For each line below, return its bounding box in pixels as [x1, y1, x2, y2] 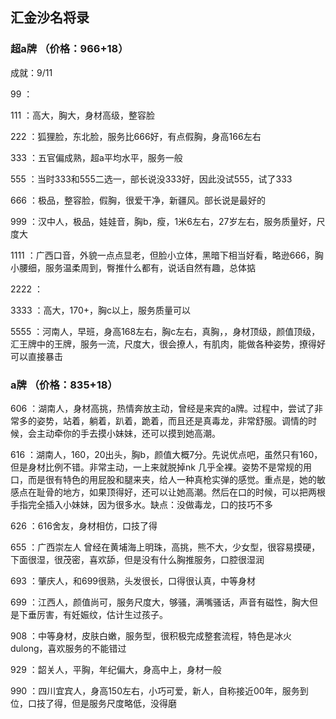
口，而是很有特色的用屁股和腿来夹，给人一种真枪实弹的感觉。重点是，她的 [10, 473, 317, 485]
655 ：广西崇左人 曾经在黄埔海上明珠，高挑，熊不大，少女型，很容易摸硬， [10, 541, 321, 553]
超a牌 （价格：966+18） [10, 42, 129, 56]
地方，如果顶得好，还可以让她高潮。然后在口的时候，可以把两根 [62, 486, 326, 498]
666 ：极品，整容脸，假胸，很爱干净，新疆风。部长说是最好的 [10, 194, 266, 206]
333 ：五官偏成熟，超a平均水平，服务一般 [10, 151, 183, 163]
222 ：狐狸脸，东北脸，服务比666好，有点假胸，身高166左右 [10, 130, 262, 142]
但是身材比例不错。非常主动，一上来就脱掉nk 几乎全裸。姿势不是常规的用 [10, 461, 312, 473]
